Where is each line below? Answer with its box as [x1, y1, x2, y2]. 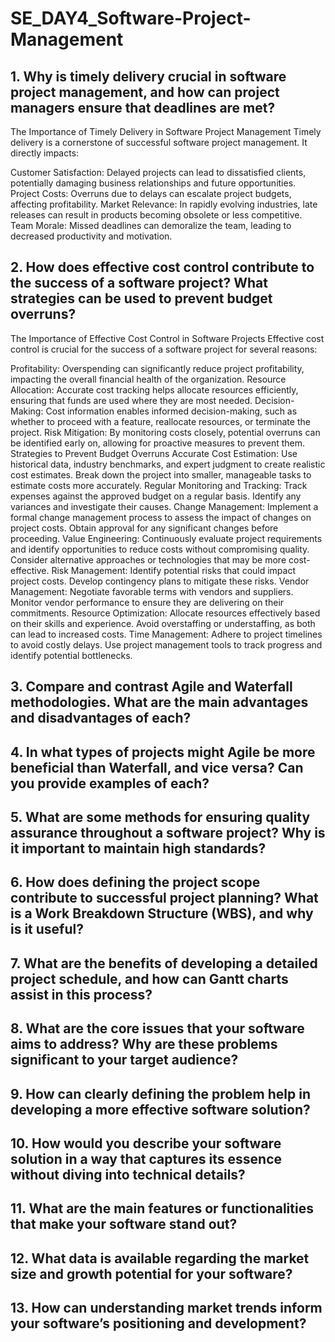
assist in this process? [10, 986, 153, 1003]
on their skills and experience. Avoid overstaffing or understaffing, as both [10, 617, 316, 629]
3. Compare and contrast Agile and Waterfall [10, 678, 293, 696]
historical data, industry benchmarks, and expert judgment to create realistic [10, 458, 326, 470]
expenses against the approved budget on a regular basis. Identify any [10, 490, 302, 502]
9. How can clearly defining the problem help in [10, 1085, 311, 1102]
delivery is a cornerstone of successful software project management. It [10, 137, 308, 148]
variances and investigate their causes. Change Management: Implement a [10, 500, 319, 512]
